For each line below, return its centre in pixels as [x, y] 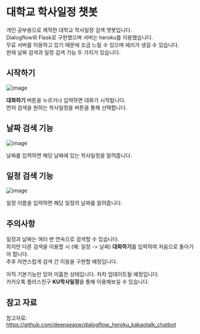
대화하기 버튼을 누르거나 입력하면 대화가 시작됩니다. [66, 100]
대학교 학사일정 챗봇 [52, 12]
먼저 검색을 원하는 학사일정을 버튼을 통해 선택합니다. [67, 108]
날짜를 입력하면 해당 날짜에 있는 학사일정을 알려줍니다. [69, 155]
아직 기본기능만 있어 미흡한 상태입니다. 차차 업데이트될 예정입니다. [83, 274]
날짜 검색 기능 [30, 128]
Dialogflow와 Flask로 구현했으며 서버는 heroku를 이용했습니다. [80, 37]
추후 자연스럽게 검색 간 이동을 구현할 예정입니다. [62, 262]
